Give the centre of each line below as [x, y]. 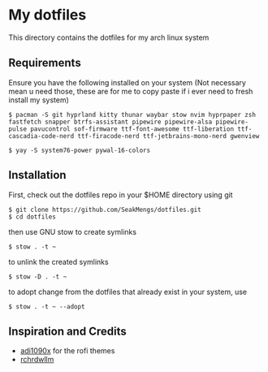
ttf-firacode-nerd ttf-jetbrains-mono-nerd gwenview [169, 136]
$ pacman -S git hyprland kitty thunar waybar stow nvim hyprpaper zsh [132, 115]
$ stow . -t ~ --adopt [47, 306]
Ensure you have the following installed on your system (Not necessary [127, 82]
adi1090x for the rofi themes [67, 351]
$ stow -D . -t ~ [38, 277]
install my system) [39, 100]
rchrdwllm [37, 360]
